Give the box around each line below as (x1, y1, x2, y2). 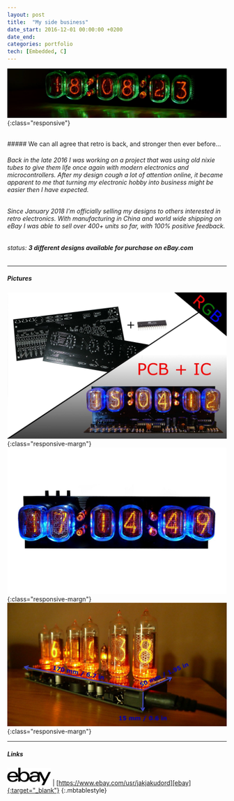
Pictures (7, 274, 33, 283)
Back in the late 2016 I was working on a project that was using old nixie (7, 156, 215, 164)
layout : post (7, 11, 45, 18)
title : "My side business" (7, 18, 89, 26)
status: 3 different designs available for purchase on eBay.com (7, 244, 194, 252)
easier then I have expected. (7, 185, 89, 193)
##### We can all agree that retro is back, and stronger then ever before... (7, 140, 221, 148)
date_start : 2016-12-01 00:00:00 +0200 (7, 26, 123, 33)
